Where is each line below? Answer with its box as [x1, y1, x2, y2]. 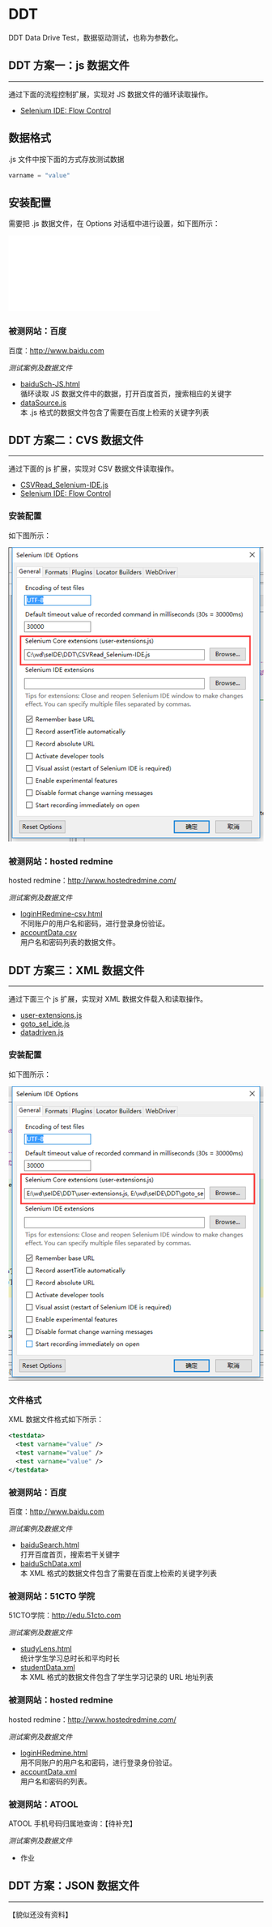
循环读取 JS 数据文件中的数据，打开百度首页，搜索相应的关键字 [19, 388, 232, 398]
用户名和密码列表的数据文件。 [19, 938, 120, 947]
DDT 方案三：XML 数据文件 [8, 963, 145, 977]
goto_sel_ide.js [19, 1019, 70, 1029]
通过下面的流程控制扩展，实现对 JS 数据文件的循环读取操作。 [8, 89, 213, 99]
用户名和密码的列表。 [19, 1776, 91, 1786]
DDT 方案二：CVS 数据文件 [8, 433, 144, 446]
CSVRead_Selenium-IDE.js [19, 480, 109, 490]
